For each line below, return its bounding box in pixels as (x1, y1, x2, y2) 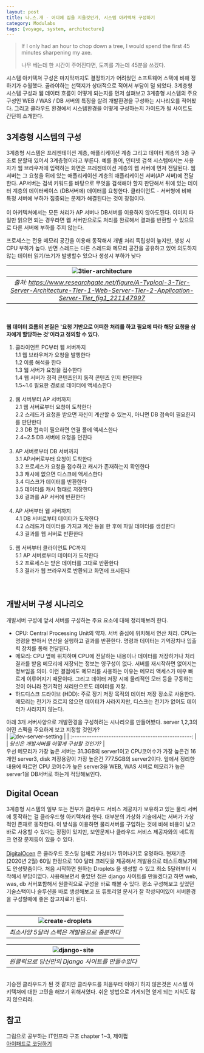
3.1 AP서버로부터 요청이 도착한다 (15, 455, 92, 462)
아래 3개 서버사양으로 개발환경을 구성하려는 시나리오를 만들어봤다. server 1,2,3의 (6, 718, 198, 725)
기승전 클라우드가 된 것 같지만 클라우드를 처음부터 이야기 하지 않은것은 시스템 (6, 980, 188, 987)
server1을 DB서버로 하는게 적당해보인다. (6, 770, 102, 778)
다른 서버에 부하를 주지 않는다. (12, 224, 84, 232)
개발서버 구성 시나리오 (6, 599, 84, 609)
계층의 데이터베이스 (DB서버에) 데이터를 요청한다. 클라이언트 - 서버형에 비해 (12, 187, 192, 194)
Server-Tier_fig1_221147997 (58, 294, 146, 303)
